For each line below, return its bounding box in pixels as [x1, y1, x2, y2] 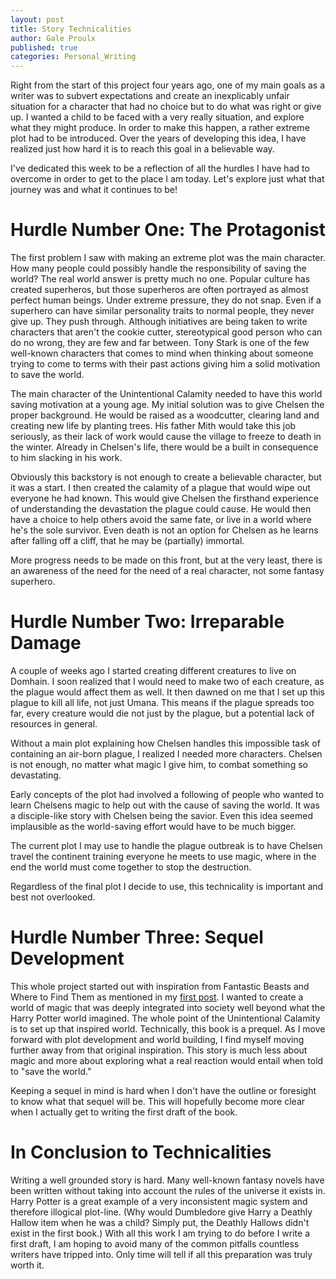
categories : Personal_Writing [10, 52, 137, 62]
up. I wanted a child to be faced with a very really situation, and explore [10, 111, 305, 123]
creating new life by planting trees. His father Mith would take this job [10, 420, 297, 432]
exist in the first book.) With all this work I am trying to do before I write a [10, 1227, 311, 1239]
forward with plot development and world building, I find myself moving [10, 1033, 305, 1045]
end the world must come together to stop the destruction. [10, 861, 252, 873]
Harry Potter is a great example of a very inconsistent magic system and [10, 1195, 308, 1207]
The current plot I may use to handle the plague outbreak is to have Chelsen [10, 840, 323, 851]
